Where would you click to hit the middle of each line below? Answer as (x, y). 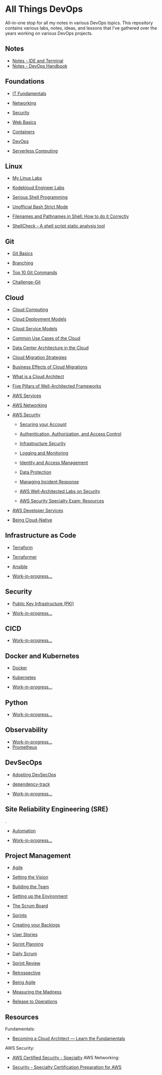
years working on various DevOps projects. (49, 33)
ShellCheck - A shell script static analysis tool (58, 226)
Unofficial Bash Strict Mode (40, 207)
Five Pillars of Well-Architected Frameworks (57, 386)
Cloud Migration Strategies (39, 357)
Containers (23, 131)
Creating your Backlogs (36, 925)
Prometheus (25, 747)
